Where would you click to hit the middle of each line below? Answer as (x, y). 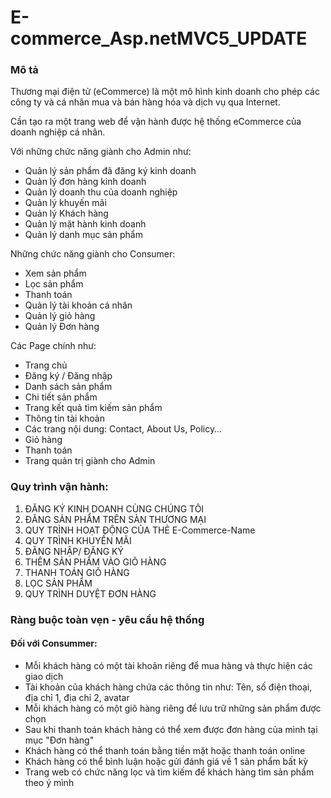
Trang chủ (46, 365)
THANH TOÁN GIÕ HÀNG (77, 572)
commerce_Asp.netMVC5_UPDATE (159, 38)
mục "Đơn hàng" (59, 740)
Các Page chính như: (53, 346)
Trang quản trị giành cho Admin (90, 461)
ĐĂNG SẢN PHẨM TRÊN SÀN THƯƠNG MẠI (115, 519)
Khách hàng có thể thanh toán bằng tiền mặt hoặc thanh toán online (165, 750)
